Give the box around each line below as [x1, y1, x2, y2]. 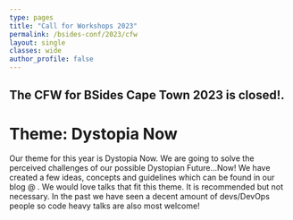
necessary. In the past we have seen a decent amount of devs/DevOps [9, 191, 271, 202]
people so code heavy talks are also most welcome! [9, 200, 200, 211]
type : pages [9, 13, 54, 22]
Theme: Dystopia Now [9, 123, 178, 144]
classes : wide [9, 47, 63, 55]
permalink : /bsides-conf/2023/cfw [9, 30, 138, 38]
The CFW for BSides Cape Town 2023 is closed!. [9, 88, 285, 103]
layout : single [9, 38, 66, 47]
